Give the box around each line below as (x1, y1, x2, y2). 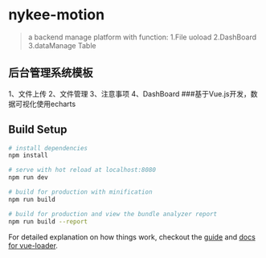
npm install (8, 151, 48, 160)
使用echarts (35, 99, 76, 109)
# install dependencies (8, 144, 88, 152)
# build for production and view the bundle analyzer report (8, 210, 218, 218)
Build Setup (8, 123, 68, 137)
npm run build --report (8, 217, 88, 226)
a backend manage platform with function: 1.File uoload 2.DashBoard (27, 32, 257, 42)
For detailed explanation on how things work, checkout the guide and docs (8, 231, 256, 242)
